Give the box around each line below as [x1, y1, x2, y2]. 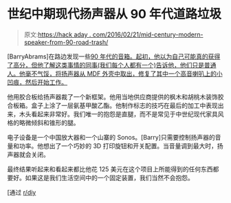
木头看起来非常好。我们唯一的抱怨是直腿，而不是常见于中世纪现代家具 [19, 109, 218, 118]
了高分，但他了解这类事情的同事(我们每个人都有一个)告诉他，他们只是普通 [7, 61, 217, 69]
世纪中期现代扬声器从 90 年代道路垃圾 [7, 6, 222, 22]
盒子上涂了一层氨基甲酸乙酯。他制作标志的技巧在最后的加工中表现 [30, 101, 218, 109]
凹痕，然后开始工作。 [7, 78, 67, 86]
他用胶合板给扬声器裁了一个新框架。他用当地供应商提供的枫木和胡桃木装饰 [7, 92, 218, 100]
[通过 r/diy [7, 188, 36, 196]
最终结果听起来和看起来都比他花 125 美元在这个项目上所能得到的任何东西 [7, 164, 213, 173]
